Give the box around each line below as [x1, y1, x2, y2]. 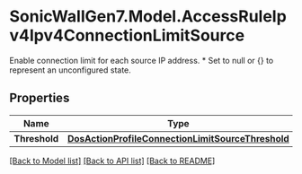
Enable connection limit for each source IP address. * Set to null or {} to [9, 55, 274, 65]
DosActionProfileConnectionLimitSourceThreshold [67, 132, 289, 144]
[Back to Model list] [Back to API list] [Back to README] [9, 155, 216, 166]
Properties [9, 91, 70, 106]
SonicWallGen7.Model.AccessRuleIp [9, 6, 288, 27]
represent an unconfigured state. [9, 65, 132, 75]
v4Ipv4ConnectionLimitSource [9, 25, 245, 46]
